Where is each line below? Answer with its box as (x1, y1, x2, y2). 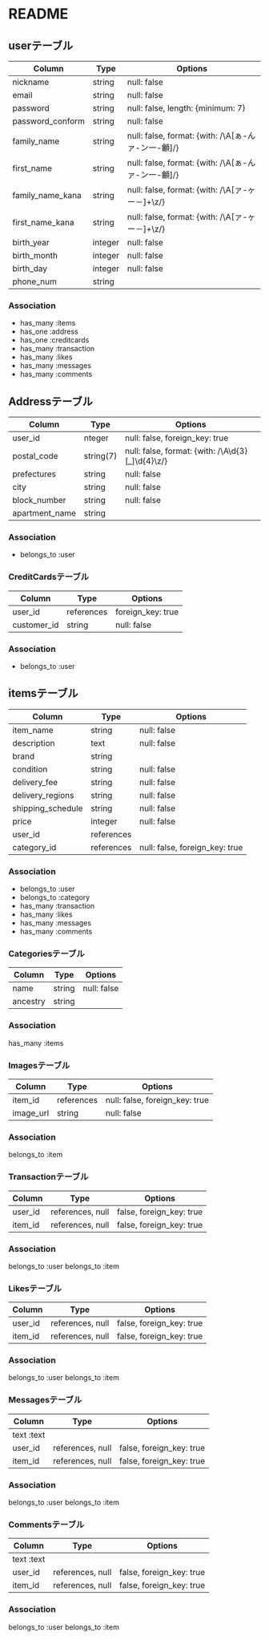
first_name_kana (12, 217, 74, 228)
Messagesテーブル (8, 1395, 82, 1406)
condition (12, 763, 48, 775)
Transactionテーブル (8, 1172, 89, 1183)
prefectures (12, 468, 57, 480)
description (12, 737, 55, 748)
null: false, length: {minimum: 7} (126, 103, 246, 113)
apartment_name (12, 508, 77, 519)
